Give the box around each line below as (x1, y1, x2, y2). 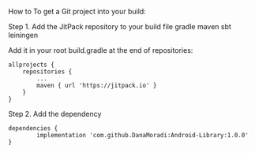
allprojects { (8, 61, 55, 69)
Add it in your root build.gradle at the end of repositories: (8, 46, 193, 54)
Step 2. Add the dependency (8, 110, 102, 118)
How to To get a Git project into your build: (8, 7, 146, 16)
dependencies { (8, 125, 58, 132)
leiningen (8, 31, 38, 39)
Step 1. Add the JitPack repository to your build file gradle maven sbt (8, 22, 231, 31)
